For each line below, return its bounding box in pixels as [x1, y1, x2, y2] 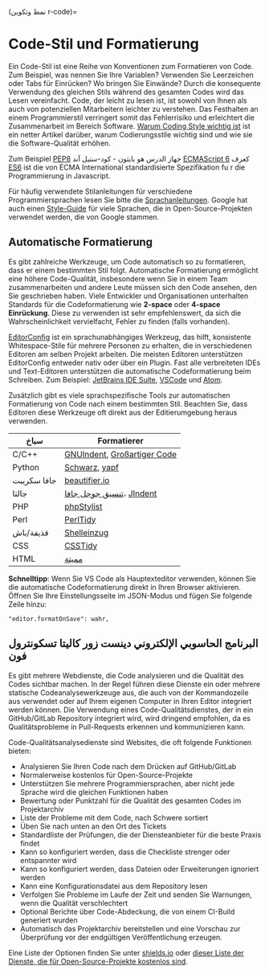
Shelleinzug [63, 526, 109, 538]
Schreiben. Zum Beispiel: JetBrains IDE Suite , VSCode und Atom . [8, 374, 223, 384]
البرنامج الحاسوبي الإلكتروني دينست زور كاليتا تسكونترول [8, 636, 259, 650]
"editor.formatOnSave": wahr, [8, 615, 110, 623]
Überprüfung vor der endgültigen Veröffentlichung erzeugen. [19, 932, 222, 942]
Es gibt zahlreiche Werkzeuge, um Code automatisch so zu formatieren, [8, 256, 247, 266]
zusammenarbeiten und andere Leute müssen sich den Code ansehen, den [8, 282, 257, 292]
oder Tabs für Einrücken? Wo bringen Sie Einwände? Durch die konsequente [8, 78, 261, 88]
